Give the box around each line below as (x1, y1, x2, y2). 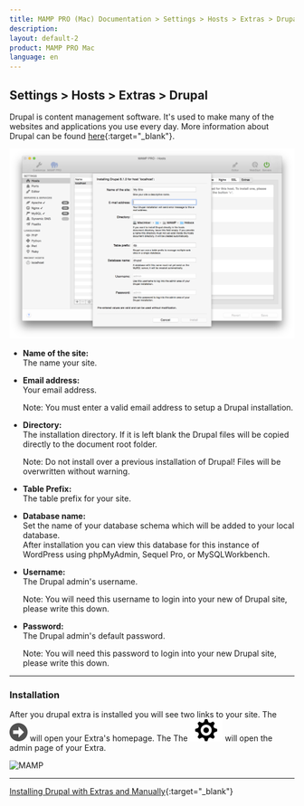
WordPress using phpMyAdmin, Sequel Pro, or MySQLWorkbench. (22, 549, 271, 560)
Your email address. (22, 384, 98, 395)
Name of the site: (22, 348, 89, 359)
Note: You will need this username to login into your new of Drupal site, (22, 593, 288, 605)
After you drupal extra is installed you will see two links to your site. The (9, 709, 278, 720)
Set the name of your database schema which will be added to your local (22, 520, 295, 531)
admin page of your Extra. (9, 743, 107, 754)
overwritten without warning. (22, 466, 130, 477)
